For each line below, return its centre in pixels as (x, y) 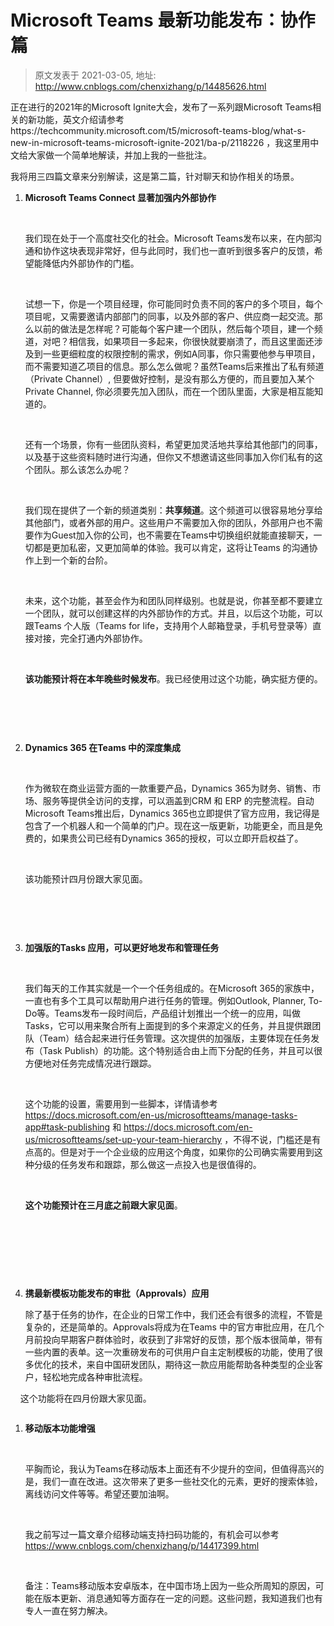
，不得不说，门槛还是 (268, 1139)
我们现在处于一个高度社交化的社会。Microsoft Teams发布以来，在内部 (169, 238)
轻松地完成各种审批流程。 (95, 1377)
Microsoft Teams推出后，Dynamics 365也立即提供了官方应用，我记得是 (172, 813)
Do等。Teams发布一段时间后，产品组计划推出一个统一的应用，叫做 (163, 1013)
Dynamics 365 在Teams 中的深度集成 (103, 747)
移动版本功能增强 (60, 1428)
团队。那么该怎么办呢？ (82, 469)
